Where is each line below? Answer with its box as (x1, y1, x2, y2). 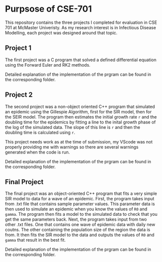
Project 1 (5, 44, 31, 52)
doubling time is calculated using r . (5, 129, 75, 135)
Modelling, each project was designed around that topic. (5, 30, 118, 35)
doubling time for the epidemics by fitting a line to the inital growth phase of (5, 119, 156, 125)
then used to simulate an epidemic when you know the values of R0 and (5, 206, 147, 212)
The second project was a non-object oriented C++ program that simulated (5, 104, 155, 109)
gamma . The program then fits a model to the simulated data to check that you (5, 211, 158, 217)
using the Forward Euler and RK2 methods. (5, 62, 90, 68)
